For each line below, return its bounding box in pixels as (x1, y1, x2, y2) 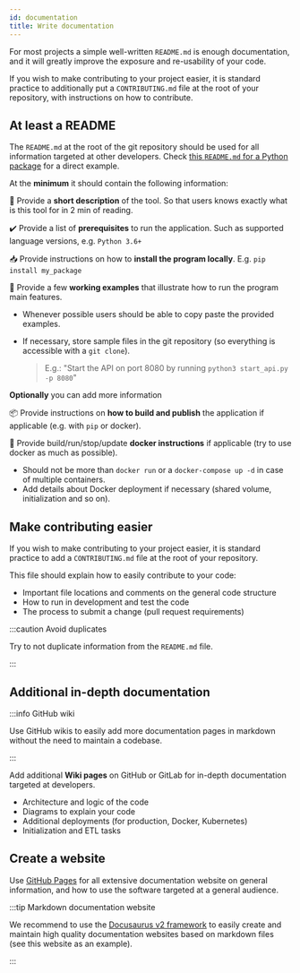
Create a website (9, 851, 106, 866)
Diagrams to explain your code (21, 805, 136, 816)
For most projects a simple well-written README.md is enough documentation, (9, 46, 290, 56)
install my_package (9, 266, 82, 276)
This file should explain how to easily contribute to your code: (9, 570, 236, 581)
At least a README (9, 117, 116, 133)
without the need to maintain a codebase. (9, 735, 163, 745)
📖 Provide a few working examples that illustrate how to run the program (9, 282, 279, 293)
